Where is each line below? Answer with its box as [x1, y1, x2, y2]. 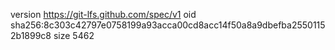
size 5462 [53, 30, 95, 41]
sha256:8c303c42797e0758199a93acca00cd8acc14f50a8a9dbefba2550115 [10, 19, 326, 31]
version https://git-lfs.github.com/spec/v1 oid [10, 9, 197, 20]
